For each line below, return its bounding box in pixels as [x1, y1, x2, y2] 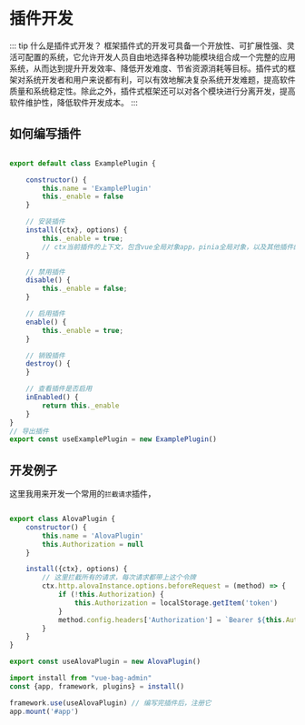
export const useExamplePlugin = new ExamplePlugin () [9, 435, 218, 444]
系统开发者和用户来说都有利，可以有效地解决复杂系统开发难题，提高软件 [25, 74, 296, 85]
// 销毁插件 [25, 351, 65, 360]
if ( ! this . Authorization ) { [57, 590, 165, 599]
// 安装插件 [25, 217, 65, 227]
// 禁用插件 [25, 267, 65, 277]
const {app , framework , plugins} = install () [9, 681, 184, 691]
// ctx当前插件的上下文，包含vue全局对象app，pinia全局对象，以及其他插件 [42, 242, 294, 251]
